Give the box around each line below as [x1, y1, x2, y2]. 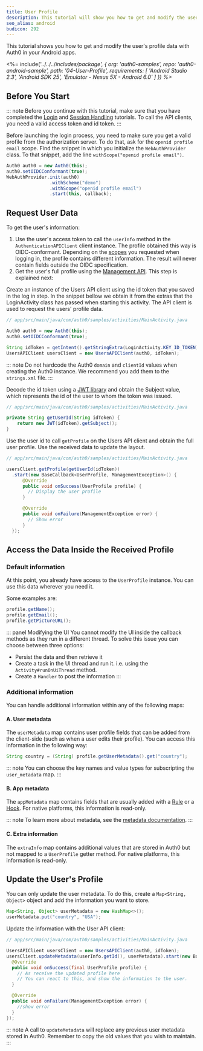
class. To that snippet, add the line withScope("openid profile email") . [6, 151, 184, 158]
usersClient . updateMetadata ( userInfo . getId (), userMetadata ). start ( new [6, 953, 190, 959]
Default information [6, 562, 65, 571]
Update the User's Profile [6, 874, 104, 884]
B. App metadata [6, 784, 50, 792]
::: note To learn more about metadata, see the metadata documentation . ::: [6, 816, 193, 824]
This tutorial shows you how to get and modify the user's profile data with [6, 42, 190, 50]
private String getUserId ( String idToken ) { [6, 415, 120, 421]
